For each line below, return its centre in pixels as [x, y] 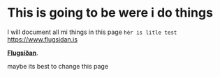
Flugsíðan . [23, 53]
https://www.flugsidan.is [43, 39]
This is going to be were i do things [110, 13]
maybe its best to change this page [58, 66]
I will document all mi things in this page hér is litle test [92, 32]
